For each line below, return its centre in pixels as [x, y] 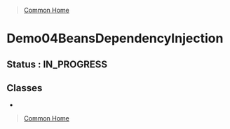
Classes [25, 88]
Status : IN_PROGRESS [57, 64]
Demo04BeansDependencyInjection [115, 39]
